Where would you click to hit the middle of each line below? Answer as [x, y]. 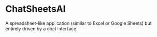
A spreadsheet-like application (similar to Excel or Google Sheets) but [78, 23]
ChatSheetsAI [36, 9]
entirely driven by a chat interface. [41, 28]
